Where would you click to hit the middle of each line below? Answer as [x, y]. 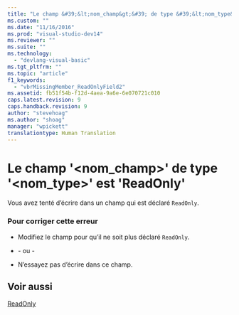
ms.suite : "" [27, 47]
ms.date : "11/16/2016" [41, 27]
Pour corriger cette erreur [53, 221]
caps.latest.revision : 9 [44, 100]
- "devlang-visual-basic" [52, 60]
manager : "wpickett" [38, 126]
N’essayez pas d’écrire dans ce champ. [75, 265]
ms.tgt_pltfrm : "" [34, 67]
